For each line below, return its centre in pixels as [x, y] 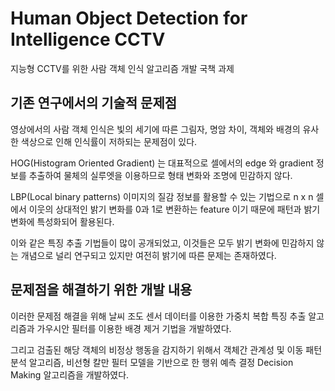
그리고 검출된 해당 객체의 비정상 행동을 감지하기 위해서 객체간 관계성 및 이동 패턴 [166, 349]
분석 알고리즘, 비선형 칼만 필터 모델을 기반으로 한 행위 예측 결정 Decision [152, 362]
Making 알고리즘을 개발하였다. [70, 374]
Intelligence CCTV [88, 39]
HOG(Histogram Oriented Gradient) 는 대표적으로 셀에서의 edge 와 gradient [162, 163]
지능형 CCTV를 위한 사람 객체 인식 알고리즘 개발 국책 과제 [122, 68]
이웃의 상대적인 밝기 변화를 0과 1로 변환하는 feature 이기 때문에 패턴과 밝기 [174, 209]
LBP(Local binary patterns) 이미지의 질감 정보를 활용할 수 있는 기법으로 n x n [162, 196]
